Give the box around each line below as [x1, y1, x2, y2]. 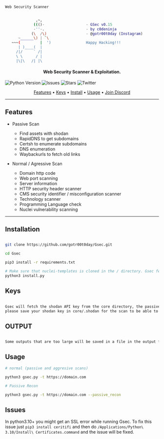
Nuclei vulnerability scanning [19, 206, 78, 212]
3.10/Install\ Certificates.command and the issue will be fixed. [5, 429, 134, 435]
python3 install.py [5, 273, 45, 278]
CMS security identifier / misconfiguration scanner [19, 191, 122, 197]
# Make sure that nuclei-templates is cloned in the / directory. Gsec [5, 269, 154, 274]
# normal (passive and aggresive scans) [5, 366, 89, 371]
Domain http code [19, 170, 56, 176]
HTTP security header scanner [19, 186, 82, 191]
